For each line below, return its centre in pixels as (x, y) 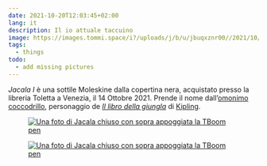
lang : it (23, 23)
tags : (17, 45)
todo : (17, 60)
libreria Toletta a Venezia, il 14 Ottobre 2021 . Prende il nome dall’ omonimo (128, 98)
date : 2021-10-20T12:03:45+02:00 (64, 15)
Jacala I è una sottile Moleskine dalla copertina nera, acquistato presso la (129, 89)
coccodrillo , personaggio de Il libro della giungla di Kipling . (104, 106)
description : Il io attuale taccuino (71, 30)
